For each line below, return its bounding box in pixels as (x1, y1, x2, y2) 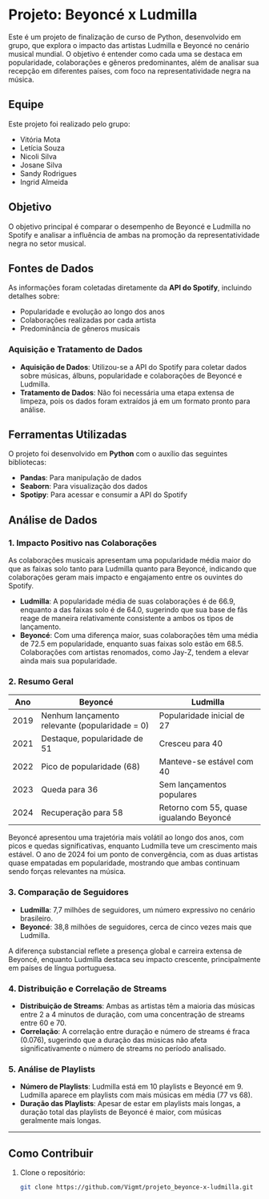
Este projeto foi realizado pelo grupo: (8, 118, 130, 129)
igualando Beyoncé (159, 812, 232, 824)
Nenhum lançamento (41, 710, 120, 721)
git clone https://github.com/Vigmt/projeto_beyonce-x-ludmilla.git (19, 1183, 254, 1192)
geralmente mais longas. (19, 1116, 102, 1125)
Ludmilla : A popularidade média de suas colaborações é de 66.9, (19, 596, 236, 606)
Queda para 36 (41, 784, 98, 796)
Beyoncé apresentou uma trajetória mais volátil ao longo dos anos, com (8, 832, 244, 842)
